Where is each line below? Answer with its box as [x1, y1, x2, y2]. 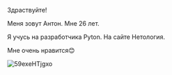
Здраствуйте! [7, 6, 47, 14]
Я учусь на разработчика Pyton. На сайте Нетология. [7, 33, 166, 41]
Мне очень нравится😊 [7, 47, 75, 54]
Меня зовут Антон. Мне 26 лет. [7, 19, 100, 27]
